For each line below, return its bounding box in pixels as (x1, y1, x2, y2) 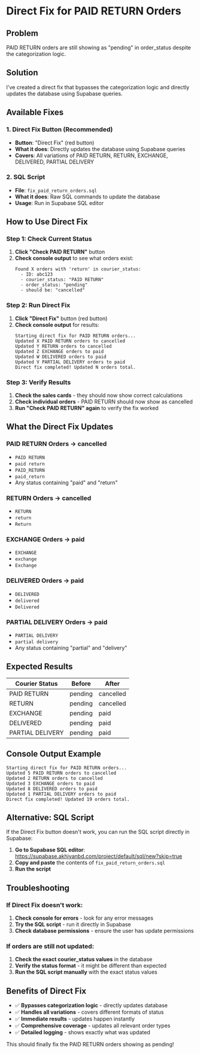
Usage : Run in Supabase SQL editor (14, 199, 104, 206)
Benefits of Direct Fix (6, 986, 87, 996)
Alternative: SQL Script (6, 812, 95, 823)
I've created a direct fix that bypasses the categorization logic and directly (6, 83, 190, 91)
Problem (6, 28, 39, 38)
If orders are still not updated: (6, 942, 95, 950)
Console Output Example (6, 749, 101, 759)
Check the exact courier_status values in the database (14, 956, 153, 963)
